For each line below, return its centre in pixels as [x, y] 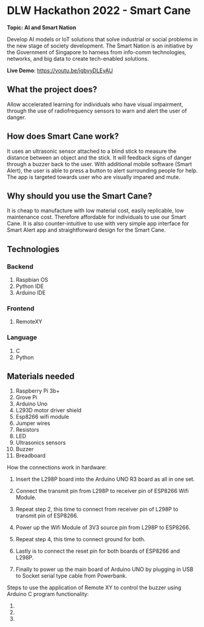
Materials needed [41, 377]
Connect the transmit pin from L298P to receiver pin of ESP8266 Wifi [102, 491]
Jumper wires [33, 423]
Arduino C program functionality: [48, 594]
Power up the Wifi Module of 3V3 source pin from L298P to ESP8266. [103, 528]
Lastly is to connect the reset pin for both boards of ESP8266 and [98, 551]
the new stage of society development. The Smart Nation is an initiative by [100, 46]
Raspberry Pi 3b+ [38, 391]
